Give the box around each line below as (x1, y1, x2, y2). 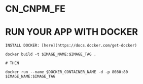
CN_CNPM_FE (5, 3, 66, 15)
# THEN (5, 61, 19, 66)
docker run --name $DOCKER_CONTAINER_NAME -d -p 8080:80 (5, 69, 128, 75)
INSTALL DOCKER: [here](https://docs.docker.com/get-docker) (5, 43, 137, 48)
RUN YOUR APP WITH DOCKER (5, 26, 138, 38)
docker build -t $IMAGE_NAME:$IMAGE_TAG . (5, 52, 96, 57)
